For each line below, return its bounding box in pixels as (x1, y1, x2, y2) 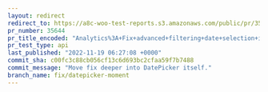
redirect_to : (7, 19, 51, 27)
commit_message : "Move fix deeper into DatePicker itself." (7, 64, 213, 72)
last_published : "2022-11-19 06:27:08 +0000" (7, 49, 162, 57)
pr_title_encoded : (7, 34, 69, 42)
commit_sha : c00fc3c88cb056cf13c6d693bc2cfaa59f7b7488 (7, 57, 194, 65)
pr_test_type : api (7, 42, 69, 50)
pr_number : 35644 (7, 26, 66, 34)
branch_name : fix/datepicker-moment (7, 71, 130, 79)
